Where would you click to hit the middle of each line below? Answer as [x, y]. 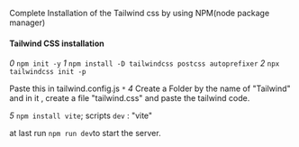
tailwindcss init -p [48, 72]
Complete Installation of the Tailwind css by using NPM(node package [140, 13]
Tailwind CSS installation [57, 43]
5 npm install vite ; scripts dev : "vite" [81, 115]
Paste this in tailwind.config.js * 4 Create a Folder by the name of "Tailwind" [150, 88]
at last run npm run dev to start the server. [85, 133]
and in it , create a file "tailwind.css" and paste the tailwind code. [130, 98]
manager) [27, 23]
